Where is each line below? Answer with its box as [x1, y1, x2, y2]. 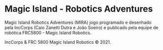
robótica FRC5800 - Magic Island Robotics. [4, 30, 91, 35]
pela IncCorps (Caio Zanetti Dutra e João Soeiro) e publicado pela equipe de [4, 24, 159, 30]
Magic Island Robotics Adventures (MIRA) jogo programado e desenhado [4, 19, 152, 25]
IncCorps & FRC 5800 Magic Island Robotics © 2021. [4, 39, 111, 45]
